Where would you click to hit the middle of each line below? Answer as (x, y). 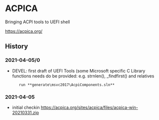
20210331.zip (25, 112)
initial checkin (26, 107)
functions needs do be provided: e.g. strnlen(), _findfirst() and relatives (83, 76)
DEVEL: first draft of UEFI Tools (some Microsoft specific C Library (79, 71)
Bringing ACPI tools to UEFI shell (38, 22)
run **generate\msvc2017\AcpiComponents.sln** (67, 85)
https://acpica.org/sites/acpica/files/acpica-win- (89, 107)
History (17, 46)
